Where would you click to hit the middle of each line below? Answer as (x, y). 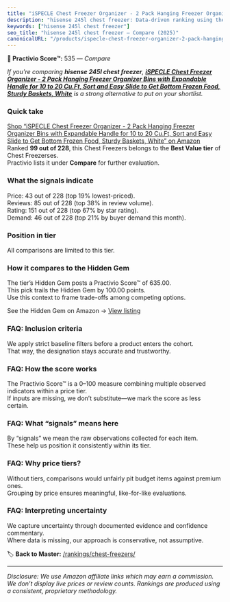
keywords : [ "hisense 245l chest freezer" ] (68, 26)
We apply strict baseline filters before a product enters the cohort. (100, 343)
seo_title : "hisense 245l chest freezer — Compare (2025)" (93, 33)
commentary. (26, 533)
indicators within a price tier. (47, 391)
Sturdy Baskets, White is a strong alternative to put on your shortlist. (105, 94)
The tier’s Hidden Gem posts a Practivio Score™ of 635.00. (89, 283)
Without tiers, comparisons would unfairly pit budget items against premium (114, 478)
